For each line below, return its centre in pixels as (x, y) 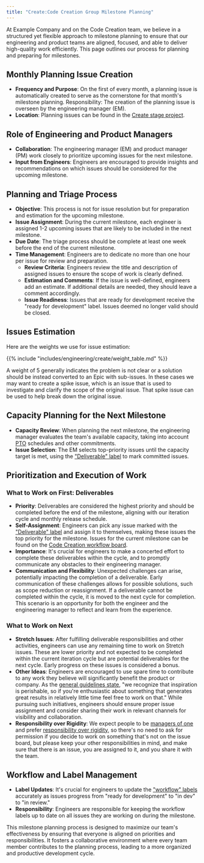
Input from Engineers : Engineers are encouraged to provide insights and (107, 162)
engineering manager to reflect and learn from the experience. (93, 610)
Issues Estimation (41, 332)
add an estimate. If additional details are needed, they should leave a (110, 287)
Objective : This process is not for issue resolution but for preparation (102, 209)
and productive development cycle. (51, 853)
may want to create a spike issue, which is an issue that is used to (89, 383)
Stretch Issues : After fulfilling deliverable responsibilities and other (99, 639)
